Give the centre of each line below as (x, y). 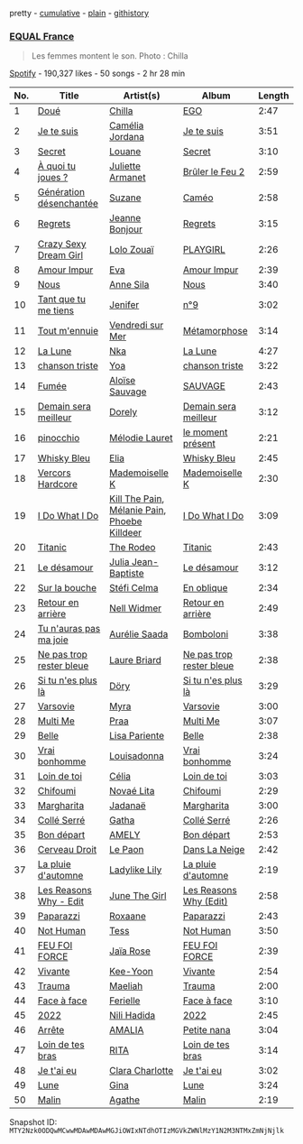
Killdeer (126, 533)
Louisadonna (137, 756)
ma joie (53, 640)
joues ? (53, 178)
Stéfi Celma (134, 588)
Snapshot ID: (33, 1122)
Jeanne (125, 218)
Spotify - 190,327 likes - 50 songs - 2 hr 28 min (97, 74)
